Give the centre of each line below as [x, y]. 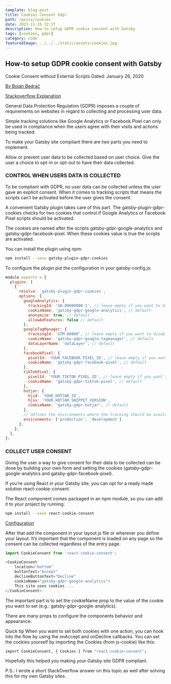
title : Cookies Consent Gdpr [36, 15]
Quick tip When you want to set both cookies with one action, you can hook [84, 631]
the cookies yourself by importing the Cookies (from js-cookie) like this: [80, 642]
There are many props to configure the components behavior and [74, 616]
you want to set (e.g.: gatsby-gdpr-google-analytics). [61, 606]
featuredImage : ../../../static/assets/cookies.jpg [61, 43]
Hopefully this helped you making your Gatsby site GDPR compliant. [76, 661]
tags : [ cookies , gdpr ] [29, 34]
